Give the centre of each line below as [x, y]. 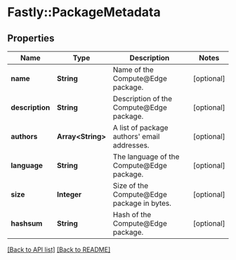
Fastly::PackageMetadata [84, 12]
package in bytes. [142, 203]
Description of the [143, 99]
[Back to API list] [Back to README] [59, 249]
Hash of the [132, 215]
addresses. [131, 145]
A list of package [140, 128]
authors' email [136, 136]
